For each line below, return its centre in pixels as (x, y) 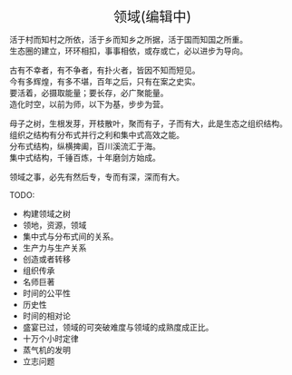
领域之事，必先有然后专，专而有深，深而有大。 (97, 177)
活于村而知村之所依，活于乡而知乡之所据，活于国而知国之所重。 (128, 39)
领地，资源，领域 (54, 225)
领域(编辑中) (152, 17)
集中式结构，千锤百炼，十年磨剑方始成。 (85, 158)
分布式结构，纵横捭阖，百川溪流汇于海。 (85, 146)
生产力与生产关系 (54, 248)
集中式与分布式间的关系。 (70, 237)
